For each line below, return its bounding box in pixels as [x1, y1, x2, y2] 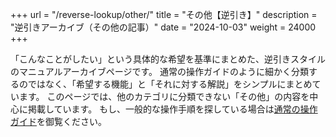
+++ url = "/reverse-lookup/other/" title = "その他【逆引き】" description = [10, 9, 318, 20]
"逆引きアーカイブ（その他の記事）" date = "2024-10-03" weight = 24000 [10, 21, 317, 33]
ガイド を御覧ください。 [10, 116, 107, 127]
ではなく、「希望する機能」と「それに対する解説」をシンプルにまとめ [27, 78, 313, 90]
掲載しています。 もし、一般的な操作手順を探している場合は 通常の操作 [27, 103, 318, 115]
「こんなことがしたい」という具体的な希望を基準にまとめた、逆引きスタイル [10, 53, 326, 65]
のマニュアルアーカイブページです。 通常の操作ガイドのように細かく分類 [10, 66, 309, 77]
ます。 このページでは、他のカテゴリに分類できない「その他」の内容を [18, 91, 310, 102]
